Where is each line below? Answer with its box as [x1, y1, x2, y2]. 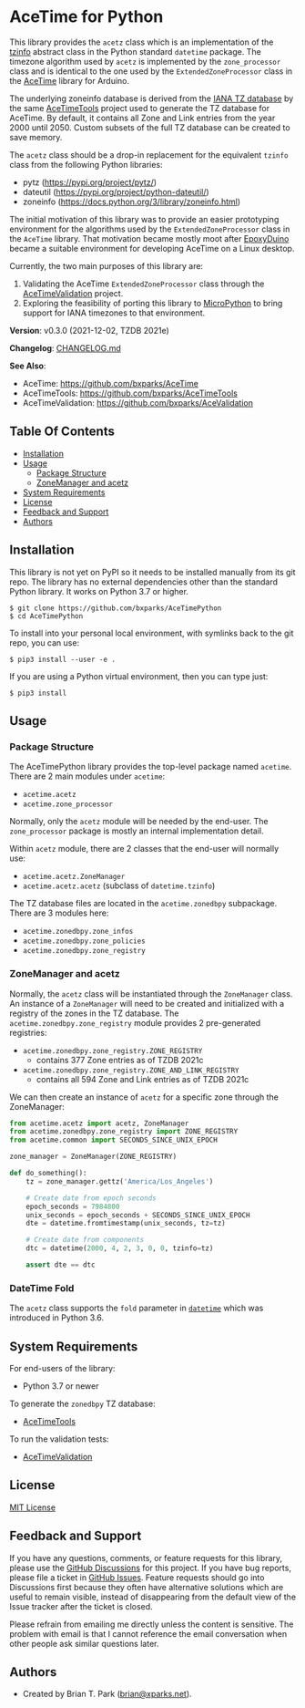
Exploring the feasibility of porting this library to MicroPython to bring [22, 297, 283, 308]
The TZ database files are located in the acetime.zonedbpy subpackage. [9, 898, 278, 909]
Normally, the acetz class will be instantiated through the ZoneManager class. [9, 988, 293, 999]
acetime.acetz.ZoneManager [22, 873, 126, 882]
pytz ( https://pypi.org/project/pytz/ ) [22, 176, 158, 188]
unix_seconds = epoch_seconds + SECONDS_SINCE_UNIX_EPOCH [25, 1210, 250, 1219]
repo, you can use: [9, 637, 80, 648]
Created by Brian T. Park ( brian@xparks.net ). [22, 1689, 193, 1700]
